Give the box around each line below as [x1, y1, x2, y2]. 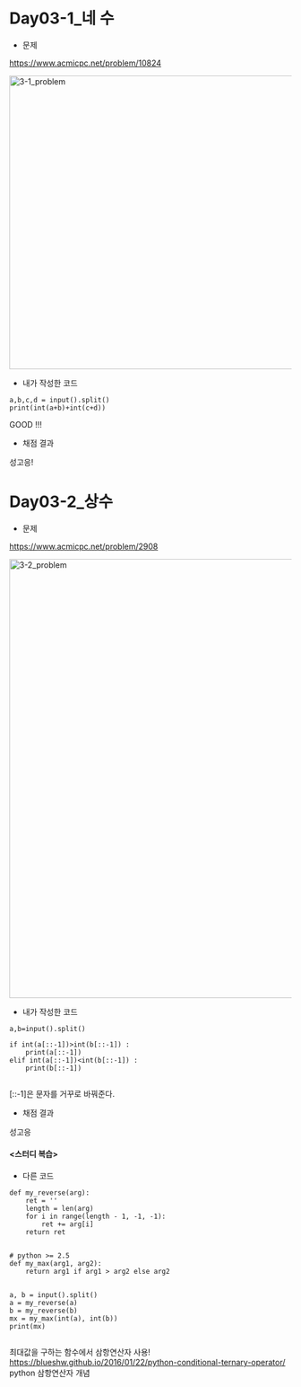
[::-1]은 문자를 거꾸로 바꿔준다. [9, 1088, 115, 1099]
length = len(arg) [25, 1205, 94, 1214]
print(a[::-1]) [25, 1047, 82, 1056]
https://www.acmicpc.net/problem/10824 [9, 57, 162, 68]
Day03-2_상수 [9, 491, 114, 512]
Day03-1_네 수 [9, 8, 115, 29]
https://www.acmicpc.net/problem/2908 [9, 541, 159, 552]
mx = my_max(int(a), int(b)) [9, 1314, 118, 1323]
